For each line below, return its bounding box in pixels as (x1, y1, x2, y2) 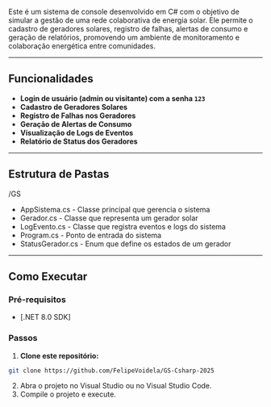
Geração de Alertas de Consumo (19, 119, 132, 128)
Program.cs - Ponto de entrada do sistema (19, 230, 162, 240)
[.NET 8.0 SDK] (19, 313, 71, 322)
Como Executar (8, 270, 88, 283)
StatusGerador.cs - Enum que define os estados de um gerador (19, 238, 231, 249)
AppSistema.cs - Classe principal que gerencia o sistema (19, 204, 211, 214)
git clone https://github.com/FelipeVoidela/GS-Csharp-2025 (8, 367, 215, 375)
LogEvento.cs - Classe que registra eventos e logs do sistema (19, 221, 226, 231)
